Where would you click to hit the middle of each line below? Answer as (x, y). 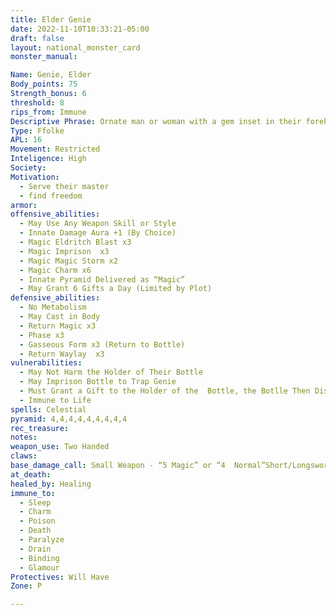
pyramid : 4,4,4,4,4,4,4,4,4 (69, 419)
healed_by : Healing (51, 484)
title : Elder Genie (51, 19)
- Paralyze (42, 540)
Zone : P (26, 586)
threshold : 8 (37, 102)
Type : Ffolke (37, 131)
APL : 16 (26, 140)
